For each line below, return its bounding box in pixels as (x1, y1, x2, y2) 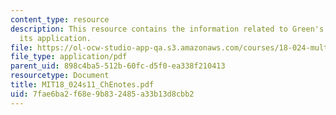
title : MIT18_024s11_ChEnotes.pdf (10, 80, 155, 90)
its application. (19, 33, 92, 43)
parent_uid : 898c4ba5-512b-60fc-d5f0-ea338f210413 (10, 61, 226, 71)
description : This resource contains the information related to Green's (10, 24, 325, 34)
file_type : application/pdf (10, 52, 128, 62)
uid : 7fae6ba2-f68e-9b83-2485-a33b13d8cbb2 (10, 89, 195, 99)
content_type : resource (10, 14, 110, 25)
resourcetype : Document (10, 71, 110, 81)
